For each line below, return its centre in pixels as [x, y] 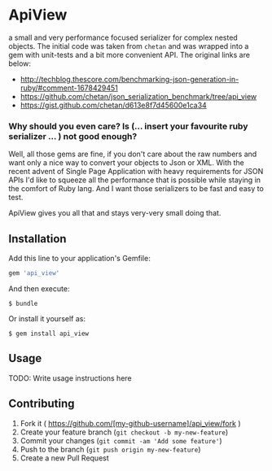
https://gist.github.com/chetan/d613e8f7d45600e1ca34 [114, 105]
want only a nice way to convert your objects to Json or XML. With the [126, 163]
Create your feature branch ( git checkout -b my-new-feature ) [124, 432]
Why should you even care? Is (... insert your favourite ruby [128, 126]
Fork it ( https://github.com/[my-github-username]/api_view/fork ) [130, 423]
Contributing [42, 404]
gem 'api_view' [34, 273]
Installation [37, 239]
